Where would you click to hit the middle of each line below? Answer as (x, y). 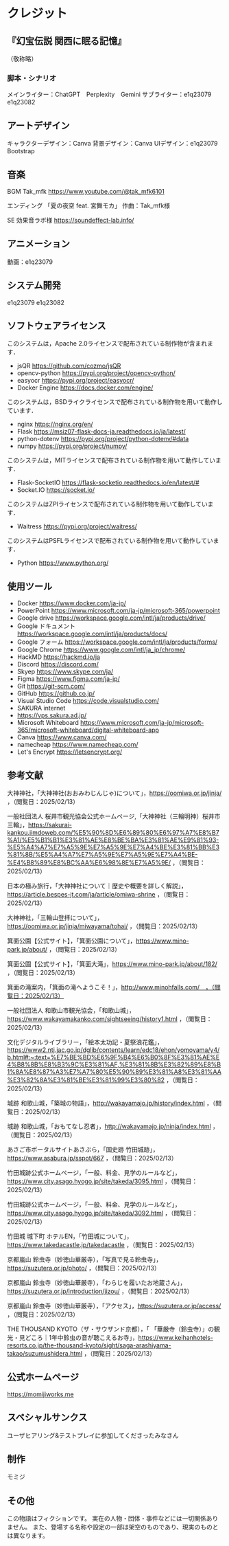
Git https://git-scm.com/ (51, 686)
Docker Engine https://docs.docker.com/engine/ (85, 388)
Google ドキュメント (46, 626)
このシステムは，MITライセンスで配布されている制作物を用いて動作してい (111, 460)
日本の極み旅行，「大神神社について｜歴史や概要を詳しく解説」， (97, 886)
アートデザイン (38, 125)
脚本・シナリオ (32, 78)
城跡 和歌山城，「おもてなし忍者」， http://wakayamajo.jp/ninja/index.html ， (113, 1126)
